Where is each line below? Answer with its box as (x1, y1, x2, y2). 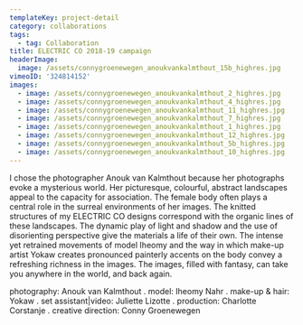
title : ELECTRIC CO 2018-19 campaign (9, 47, 152, 56)
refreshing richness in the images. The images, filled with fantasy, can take (9, 258, 289, 269)
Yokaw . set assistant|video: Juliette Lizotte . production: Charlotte (9, 295, 257, 306)
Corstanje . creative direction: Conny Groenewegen (9, 304, 201, 316)
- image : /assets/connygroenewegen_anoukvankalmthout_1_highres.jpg (17, 123, 281, 132)
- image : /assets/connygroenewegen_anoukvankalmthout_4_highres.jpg (17, 97, 281, 107)
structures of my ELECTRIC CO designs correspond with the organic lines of (9, 210, 294, 221)
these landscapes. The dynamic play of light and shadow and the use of (9, 220, 279, 231)
